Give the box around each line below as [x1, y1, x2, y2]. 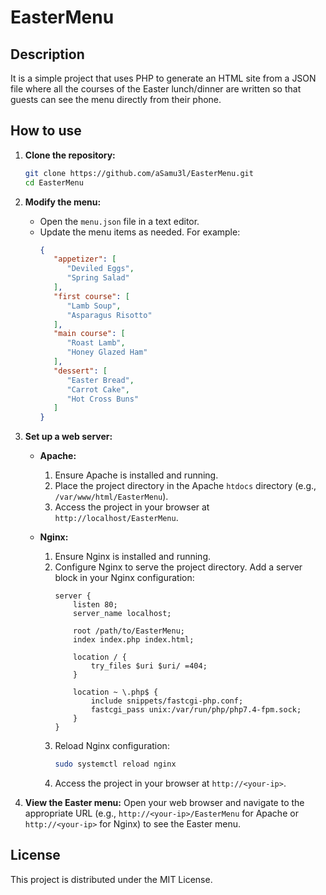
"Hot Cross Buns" [66, 394, 140, 404]
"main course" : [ [53, 329, 126, 339]
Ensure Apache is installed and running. [54, 469, 219, 481]
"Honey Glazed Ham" [66, 347, 148, 358]
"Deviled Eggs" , [66, 264, 135, 274]
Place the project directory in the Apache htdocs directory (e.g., [54, 480, 317, 492]
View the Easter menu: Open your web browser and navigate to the [24, 797, 305, 809]
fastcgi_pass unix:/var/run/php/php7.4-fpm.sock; [90, 705, 302, 715]
